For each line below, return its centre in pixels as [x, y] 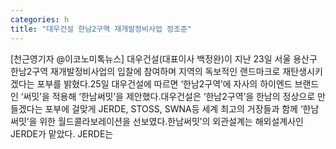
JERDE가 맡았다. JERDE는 [62, 133]
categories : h [40, 19]
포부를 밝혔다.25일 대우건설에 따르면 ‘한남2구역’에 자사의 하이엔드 [164, 83]
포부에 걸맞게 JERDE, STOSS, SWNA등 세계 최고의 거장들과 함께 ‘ [173, 108]
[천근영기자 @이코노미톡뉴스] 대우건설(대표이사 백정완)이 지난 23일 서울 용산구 [164, 58]
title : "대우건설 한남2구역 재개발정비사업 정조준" [101, 29]
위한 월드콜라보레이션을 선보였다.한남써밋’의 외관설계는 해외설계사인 [171, 121]
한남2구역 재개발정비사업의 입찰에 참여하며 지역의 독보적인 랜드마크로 [145, 71]
